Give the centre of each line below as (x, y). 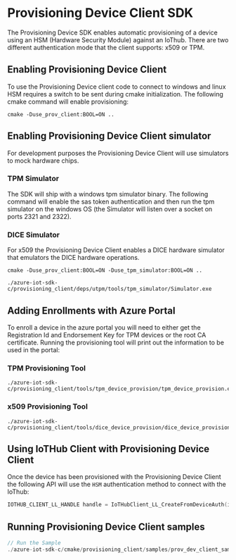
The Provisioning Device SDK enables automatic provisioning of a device (112, 32)
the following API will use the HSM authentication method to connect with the (117, 485)
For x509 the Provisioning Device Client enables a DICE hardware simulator (116, 250)
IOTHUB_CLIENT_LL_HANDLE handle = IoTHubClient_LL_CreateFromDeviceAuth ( (118, 505)
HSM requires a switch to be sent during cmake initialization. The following (115, 94)
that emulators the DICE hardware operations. (73, 258)
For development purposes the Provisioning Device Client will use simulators (118, 153)
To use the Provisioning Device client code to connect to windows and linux (117, 87)
